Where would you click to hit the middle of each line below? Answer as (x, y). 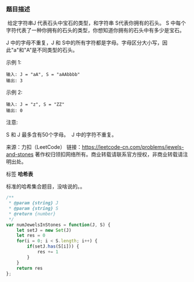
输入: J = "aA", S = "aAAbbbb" (43, 75)
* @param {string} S (33, 208)
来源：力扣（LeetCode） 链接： (44, 147)
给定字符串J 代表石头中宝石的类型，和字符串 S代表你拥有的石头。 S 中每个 (97, 23)
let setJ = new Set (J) (44, 230)
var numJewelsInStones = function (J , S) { (58, 225)
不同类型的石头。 (57, 50)
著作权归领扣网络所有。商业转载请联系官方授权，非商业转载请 (109, 154)
